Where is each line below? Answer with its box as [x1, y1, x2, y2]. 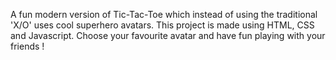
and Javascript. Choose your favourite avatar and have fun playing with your [10, 30, 326, 41]
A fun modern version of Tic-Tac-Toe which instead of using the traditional [10, 9, 318, 20]
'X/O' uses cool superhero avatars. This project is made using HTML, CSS [10, 19, 315, 31]
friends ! [10, 40, 45, 52]
